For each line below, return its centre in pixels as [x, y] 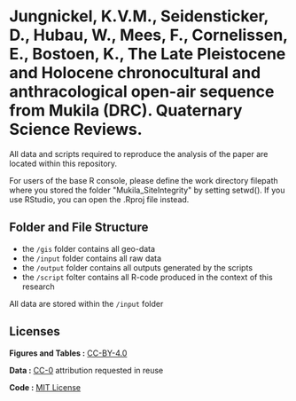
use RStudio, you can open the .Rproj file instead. [99, 199]
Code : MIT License [45, 387]
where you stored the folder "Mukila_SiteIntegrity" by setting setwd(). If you [147, 190]
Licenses [35, 331]
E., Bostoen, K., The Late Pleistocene [148, 54]
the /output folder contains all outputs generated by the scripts [137, 267]
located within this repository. [63, 163]
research [38, 287]
